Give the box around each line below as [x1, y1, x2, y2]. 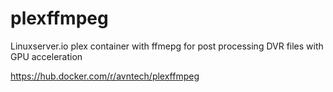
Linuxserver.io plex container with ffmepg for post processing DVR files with [10, 40, 324, 52]
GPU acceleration [10, 50, 83, 62]
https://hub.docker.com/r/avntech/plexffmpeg [10, 70, 200, 82]
